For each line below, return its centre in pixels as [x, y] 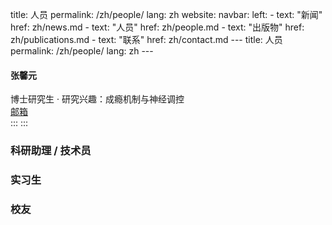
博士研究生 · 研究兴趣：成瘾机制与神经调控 [97, 99]
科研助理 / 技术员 [51, 151]
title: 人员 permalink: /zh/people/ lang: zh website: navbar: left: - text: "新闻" [166, 14]
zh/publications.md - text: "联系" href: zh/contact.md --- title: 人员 [146, 39]
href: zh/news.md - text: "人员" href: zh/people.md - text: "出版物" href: [157, 27]
